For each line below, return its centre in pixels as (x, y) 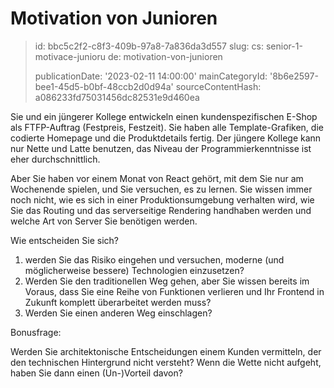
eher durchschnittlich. (55, 159)
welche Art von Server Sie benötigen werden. (104, 221)
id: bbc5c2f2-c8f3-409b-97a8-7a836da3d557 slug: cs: (149, 46)
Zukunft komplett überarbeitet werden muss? (118, 302)
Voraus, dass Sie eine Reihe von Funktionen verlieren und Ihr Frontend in (174, 291)
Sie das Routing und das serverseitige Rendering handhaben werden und (161, 210)
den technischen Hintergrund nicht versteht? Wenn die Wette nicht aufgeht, (166, 362)
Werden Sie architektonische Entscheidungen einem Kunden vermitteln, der (166, 351)
